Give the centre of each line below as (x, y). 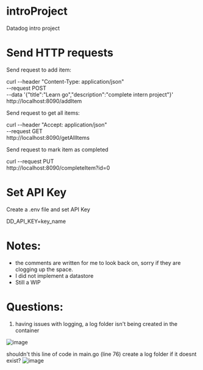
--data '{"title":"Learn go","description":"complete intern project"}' (90, 94)
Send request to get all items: (43, 113)
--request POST (27, 88)
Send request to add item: (39, 70)
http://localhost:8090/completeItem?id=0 (58, 168)
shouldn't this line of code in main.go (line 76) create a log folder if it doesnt (101, 354)
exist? (14, 360)
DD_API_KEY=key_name (36, 221)
